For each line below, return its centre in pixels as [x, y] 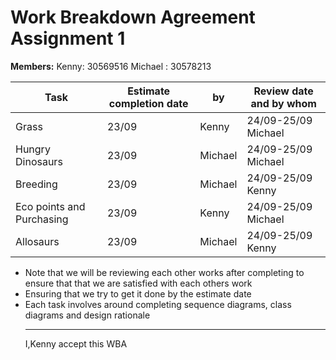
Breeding [36, 184]
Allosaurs [37, 241]
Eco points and [50, 206]
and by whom [283, 103]
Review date [283, 91]
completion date [148, 103]
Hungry [33, 149]
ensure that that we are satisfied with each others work [138, 283]
